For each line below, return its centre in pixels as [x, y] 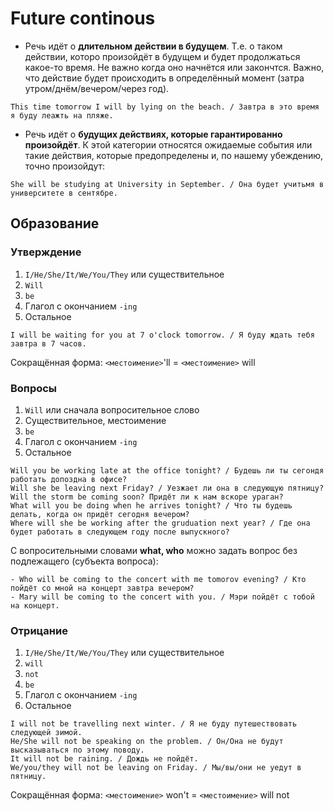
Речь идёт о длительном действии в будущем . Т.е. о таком [153, 46]
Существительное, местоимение [95, 420]
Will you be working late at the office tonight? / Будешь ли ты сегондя [167, 470]
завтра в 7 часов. [48, 343]
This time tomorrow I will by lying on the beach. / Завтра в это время [165, 107]
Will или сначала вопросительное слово [112, 409]
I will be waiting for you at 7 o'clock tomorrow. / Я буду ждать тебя [162, 335]
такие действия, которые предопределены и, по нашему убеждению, [174, 155]
